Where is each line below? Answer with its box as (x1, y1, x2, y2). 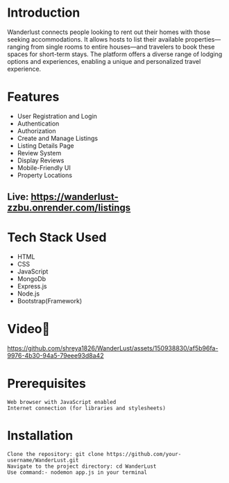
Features (7, 89, 60, 105)
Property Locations (17, 171, 73, 179)
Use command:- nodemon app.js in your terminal (7, 469, 148, 476)
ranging (7, 42, 30, 51)
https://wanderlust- (31, 191, 119, 203)
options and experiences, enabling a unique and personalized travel (7, 57, 201, 65)
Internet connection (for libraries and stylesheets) (7, 405, 167, 412)
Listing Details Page (17, 141, 74, 150)
